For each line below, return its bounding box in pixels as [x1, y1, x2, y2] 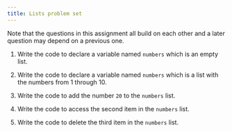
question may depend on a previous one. [7, 36, 124, 45]
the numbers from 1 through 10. [17, 77, 107, 86]
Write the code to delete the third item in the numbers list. [17, 118, 179, 126]
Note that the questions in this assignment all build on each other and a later [7, 29, 226, 37]
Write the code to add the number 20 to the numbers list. [17, 91, 176, 100]
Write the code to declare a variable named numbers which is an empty [17, 50, 219, 58]
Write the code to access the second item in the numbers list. [17, 104, 190, 113]
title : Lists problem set [7, 10, 82, 17]
